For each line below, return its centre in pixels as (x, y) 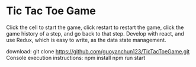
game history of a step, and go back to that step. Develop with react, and (95, 33)
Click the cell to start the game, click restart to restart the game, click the (95, 27)
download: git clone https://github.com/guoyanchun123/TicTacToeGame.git (98, 51)
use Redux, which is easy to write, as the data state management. (86, 40)
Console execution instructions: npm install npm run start (76, 58)
